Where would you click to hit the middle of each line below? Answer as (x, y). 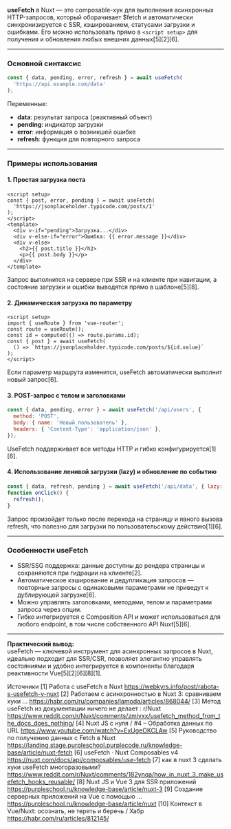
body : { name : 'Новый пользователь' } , (70, 423)
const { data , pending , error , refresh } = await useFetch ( (95, 78)
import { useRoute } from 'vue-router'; (66, 323)
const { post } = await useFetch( (57, 341)
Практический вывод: (41, 644)
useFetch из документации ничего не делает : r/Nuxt (84, 708)
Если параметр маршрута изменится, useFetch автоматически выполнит (115, 372)
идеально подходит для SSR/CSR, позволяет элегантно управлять (105, 658)
